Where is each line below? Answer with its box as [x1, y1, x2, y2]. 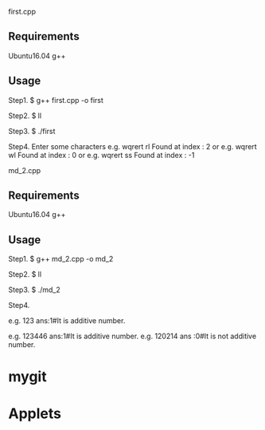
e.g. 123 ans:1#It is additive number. [8, 316, 126, 325]
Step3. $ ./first [8, 126, 56, 136]
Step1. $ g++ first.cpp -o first [8, 95, 103, 105]
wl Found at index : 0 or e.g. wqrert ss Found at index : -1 [8, 150, 195, 160]
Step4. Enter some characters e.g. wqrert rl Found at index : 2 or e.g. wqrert [8, 141, 257, 151]
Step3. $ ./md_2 [8, 285, 61, 294]
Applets [8, 404, 62, 422]
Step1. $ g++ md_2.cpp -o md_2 [8, 254, 114, 264]
